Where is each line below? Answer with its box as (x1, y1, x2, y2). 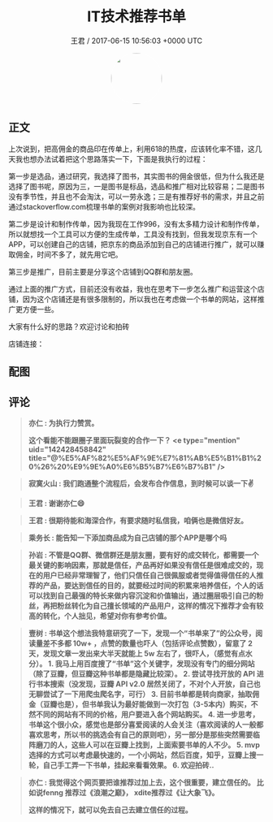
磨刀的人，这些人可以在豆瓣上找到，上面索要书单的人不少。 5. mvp (35, 740, 260, 750)
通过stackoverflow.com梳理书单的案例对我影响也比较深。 (8, 201, 201, 211)
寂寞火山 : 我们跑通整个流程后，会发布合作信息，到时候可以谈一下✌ (28, 478, 254, 488)
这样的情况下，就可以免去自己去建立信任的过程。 (28, 805, 193, 815)
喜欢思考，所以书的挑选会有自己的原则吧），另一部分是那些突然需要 (28, 729, 253, 739)
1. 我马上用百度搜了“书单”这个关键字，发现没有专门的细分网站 (48, 659, 255, 668)
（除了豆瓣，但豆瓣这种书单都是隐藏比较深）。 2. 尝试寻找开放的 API (28, 668, 256, 678)
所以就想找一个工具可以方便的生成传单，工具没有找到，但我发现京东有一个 (8, 229, 258, 239)
